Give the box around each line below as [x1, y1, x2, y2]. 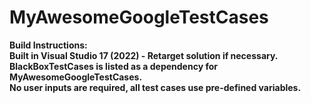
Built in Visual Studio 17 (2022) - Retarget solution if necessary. [9, 49, 279, 61]
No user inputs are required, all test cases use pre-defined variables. [9, 81, 302, 93]
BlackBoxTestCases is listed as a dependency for [9, 60, 218, 72]
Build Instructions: [9, 39, 88, 51]
